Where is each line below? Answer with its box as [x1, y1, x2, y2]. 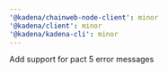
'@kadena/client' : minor [9, 21, 102, 30]
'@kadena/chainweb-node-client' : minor [9, 12, 159, 22]
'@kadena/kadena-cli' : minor [9, 29, 119, 38]
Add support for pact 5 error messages [9, 54, 155, 65]
